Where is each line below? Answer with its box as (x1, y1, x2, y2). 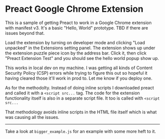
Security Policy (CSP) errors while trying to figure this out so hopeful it (5, 70, 148, 76)
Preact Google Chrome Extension (5, 3, 143, 15)
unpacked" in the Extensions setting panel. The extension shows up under (5, 45, 156, 51)
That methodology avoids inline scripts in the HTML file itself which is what (5, 109, 157, 115)
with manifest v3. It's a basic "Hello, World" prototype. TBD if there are (5, 25, 148, 30)
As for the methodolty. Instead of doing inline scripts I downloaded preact (5, 84, 154, 90)
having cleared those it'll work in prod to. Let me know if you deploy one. (5, 75, 153, 81)
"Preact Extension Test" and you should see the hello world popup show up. (5, 55, 159, 61)
